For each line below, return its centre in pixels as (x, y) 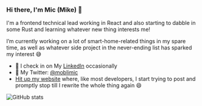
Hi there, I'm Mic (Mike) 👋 (44, 10)
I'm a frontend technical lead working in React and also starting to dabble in (101, 23)
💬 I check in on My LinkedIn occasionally (66, 66)
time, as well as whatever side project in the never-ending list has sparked (99, 48)
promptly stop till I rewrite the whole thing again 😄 (78, 85)
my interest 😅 (24, 54)
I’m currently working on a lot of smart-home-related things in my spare (96, 41)
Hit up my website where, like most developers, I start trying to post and (105, 79)
